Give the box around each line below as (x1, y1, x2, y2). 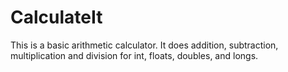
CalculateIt (10, 6, 103, 29)
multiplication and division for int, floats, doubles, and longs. (10, 49, 259, 61)
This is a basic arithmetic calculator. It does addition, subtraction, (10, 39, 279, 51)
